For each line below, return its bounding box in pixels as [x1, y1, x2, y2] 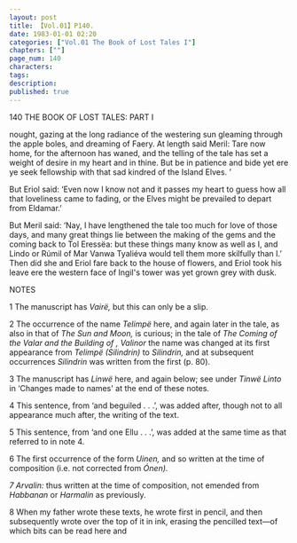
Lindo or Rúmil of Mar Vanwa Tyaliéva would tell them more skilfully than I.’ [9, 248, 282, 258]
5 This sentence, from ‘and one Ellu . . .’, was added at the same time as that [9, 427, 286, 437]
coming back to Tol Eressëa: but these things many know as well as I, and [9, 239, 278, 249]
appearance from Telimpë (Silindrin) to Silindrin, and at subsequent [9, 347, 254, 358]
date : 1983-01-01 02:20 [9, 29, 98, 38]
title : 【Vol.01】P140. [9, 21, 95, 30]
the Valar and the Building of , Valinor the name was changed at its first [9, 337, 270, 348]
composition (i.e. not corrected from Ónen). [9, 462, 168, 473]
